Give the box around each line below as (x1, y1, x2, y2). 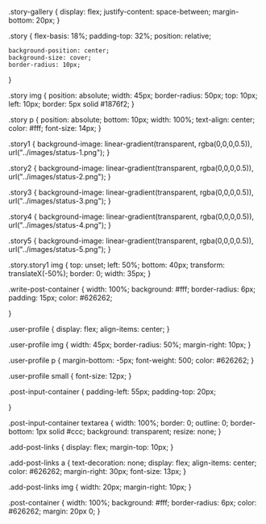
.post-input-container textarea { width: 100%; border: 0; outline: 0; (8, 418, 229, 427)
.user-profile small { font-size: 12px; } (8, 371, 132, 380)
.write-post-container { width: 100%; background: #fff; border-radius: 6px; (8, 284, 256, 294)
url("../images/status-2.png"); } (8, 172, 111, 181)
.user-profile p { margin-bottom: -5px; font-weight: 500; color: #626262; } (8, 355, 255, 365)
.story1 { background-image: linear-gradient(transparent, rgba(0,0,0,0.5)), (8, 139, 252, 149)
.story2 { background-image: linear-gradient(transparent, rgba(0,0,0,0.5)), (8, 163, 254, 173)
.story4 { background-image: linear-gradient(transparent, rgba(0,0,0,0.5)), (8, 212, 255, 221)
